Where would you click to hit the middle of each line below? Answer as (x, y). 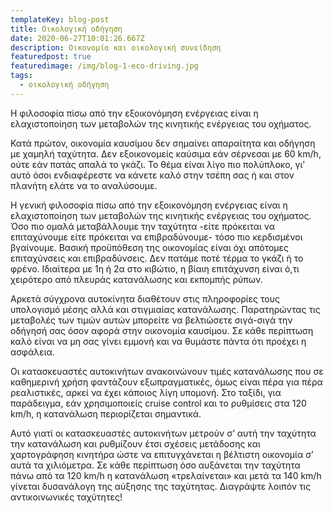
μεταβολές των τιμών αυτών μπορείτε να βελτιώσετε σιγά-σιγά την (151, 320)
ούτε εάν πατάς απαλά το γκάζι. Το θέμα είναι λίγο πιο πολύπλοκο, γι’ (157, 164)
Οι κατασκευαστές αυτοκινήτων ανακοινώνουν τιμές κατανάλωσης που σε (167, 371)
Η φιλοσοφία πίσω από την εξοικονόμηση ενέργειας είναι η (134, 113)
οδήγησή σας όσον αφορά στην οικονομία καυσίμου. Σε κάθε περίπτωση (162, 330)
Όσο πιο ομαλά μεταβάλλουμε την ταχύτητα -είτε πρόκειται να (143, 226)
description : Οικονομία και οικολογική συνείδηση (116, 47)
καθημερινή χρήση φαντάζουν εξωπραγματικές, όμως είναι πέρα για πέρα (166, 382)
